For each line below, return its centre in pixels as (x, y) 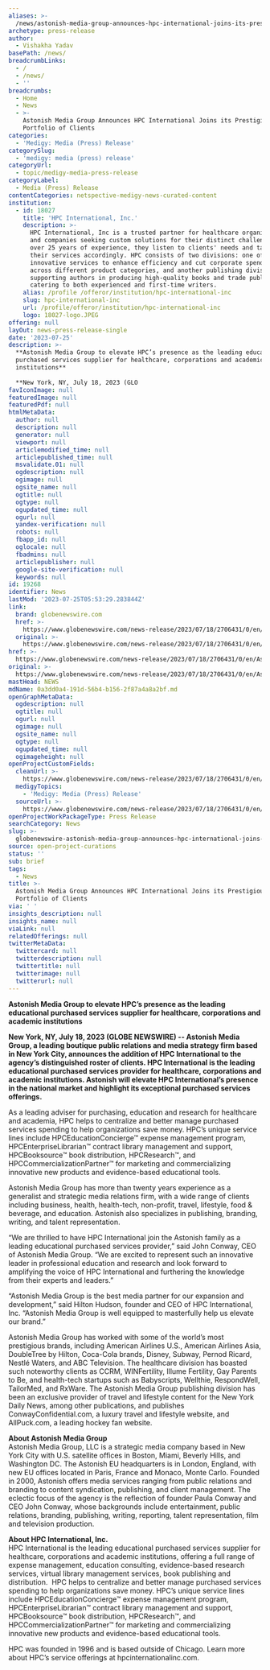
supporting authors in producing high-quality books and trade (138, 278)
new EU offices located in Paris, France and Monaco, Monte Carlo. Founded (134, 1472)
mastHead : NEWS (34, 682)
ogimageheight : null (50, 757)
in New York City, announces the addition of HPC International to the (125, 1054)
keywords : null (41, 577)
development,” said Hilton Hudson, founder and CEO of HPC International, (131, 1304)
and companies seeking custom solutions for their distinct (132, 241)
